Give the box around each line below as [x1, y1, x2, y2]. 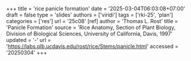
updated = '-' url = [6, 37, 52, 43]
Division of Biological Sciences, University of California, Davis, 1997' [6, 30, 173, 37]
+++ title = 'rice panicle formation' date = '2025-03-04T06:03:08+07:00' [6, 5, 186, 12]
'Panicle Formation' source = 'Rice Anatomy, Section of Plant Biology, [6, 24, 176, 31]
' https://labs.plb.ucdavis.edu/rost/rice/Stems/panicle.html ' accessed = [6, 43, 179, 50]
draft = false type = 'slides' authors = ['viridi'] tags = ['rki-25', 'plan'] [6, 11, 173, 18]
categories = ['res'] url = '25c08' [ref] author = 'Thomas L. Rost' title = [6, 18, 179, 24]
